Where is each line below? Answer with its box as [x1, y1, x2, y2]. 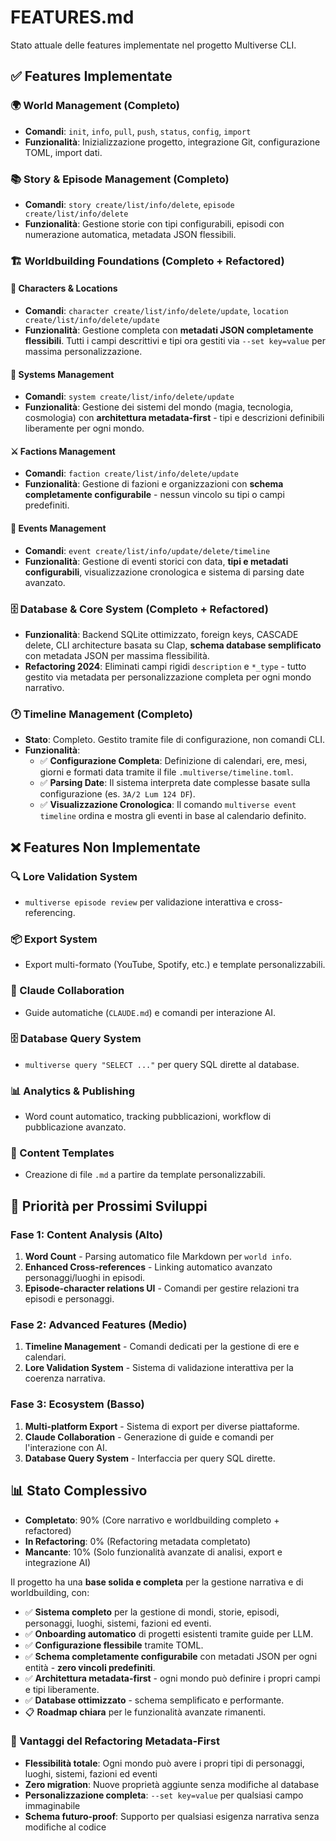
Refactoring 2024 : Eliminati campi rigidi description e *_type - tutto [24, 660, 307, 672]
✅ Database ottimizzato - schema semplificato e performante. [24, 1694, 285, 1706]
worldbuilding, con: [10, 1586, 90, 1598]
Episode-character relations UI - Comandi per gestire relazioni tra [24, 1282, 300, 1295]
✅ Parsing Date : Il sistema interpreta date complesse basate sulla [39, 777, 311, 789]
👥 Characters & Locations [10, 282, 118, 295]
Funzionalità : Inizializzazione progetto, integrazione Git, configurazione [24, 136, 321, 148]
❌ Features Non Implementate [10, 839, 201, 856]
